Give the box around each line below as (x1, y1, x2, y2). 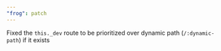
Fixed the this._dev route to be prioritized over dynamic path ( (6, 29, 184, 37)
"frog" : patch (6, 10, 48, 17)
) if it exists (19, 35, 50, 44)
